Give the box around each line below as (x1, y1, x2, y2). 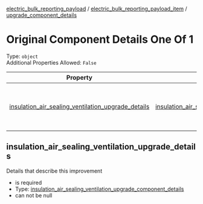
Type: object (6, 53, 38, 60)
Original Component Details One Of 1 (6, 33, 194, 46)
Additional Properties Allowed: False (6, 59, 97, 66)
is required (14, 179, 42, 186)
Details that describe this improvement (6, 167, 103, 174)
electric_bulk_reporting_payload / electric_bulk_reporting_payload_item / (6, 5, 187, 12)
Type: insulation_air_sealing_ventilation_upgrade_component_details (14, 185, 184, 193)
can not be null (14, 191, 53, 199)
